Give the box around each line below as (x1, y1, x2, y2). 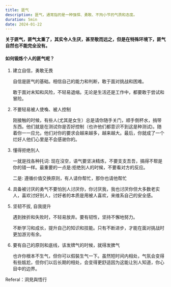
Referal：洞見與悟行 (5, 276, 47, 283)
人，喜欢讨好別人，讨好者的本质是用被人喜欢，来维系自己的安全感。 (12, 192, 156, 199)
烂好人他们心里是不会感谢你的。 (12, 136, 80, 143)
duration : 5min (5, 17, 38, 22)
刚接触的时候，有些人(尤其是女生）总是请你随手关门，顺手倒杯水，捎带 (12, 117, 162, 123)
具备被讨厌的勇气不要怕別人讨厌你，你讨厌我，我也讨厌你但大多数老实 (12, 186, 160, 192)
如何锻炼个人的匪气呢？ (5, 55, 54, 61)
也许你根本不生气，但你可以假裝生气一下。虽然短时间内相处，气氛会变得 (12, 253, 164, 259)
